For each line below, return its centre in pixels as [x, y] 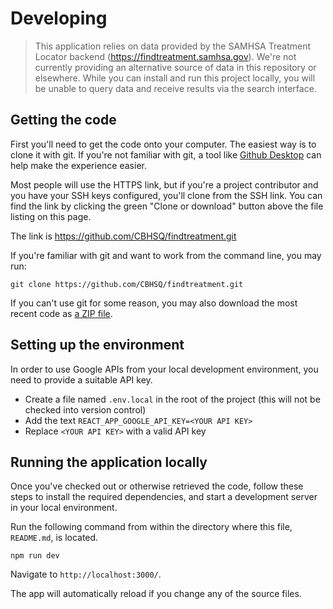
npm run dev [35, 556]
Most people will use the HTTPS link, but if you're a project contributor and [164, 184]
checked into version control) [85, 409]
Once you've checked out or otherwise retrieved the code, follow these [157, 486]
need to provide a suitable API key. [81, 379]
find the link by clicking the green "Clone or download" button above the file [167, 206]
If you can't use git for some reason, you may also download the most [154, 303]
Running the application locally [109, 462]
